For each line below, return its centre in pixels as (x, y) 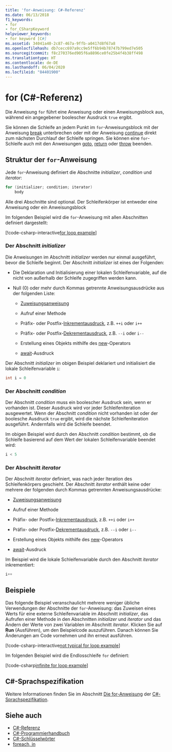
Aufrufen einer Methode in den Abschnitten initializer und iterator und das (83, 619)
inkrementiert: (20, 565)
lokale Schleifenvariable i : (33, 369)
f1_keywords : (19, 20)
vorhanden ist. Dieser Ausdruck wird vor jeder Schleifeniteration (73, 408)
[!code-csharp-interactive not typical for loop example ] (63, 645)
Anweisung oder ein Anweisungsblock (46, 207)
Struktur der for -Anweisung (51, 160)
